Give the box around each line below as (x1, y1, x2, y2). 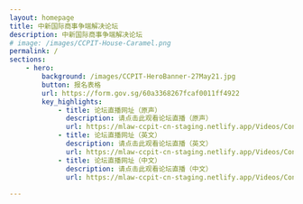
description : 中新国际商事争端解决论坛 (9, 30, 142, 39)
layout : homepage (9, 13, 75, 23)
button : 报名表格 (41, 80, 102, 89)
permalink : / (9, 47, 59, 56)
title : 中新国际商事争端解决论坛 (9, 22, 119, 31)
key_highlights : (41, 97, 103, 107)
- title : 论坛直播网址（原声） (57, 106, 162, 115)
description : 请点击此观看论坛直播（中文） (66, 164, 213, 173)
